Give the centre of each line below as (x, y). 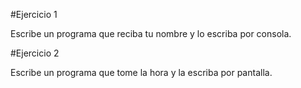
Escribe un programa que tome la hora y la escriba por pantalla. (141, 72)
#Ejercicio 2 (35, 53)
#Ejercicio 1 (34, 14)
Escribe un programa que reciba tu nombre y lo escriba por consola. (151, 33)
